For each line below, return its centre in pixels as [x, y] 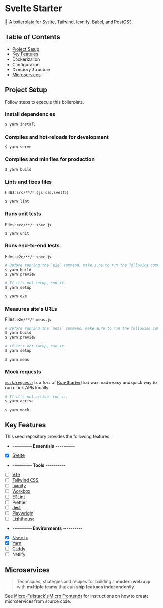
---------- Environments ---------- [47, 528]
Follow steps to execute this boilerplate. [45, 102]
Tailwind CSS [25, 480]
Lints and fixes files [29, 182]
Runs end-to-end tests [32, 246]
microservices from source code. [38, 601]
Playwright [23, 513]
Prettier [19, 502]
